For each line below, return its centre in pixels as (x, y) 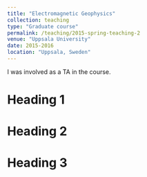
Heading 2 (37, 131)
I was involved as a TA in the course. (59, 72)
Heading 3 (37, 163)
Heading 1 (36, 100)
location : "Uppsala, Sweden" (49, 53)
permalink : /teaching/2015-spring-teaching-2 (73, 33)
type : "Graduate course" (43, 26)
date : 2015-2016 (30, 46)
